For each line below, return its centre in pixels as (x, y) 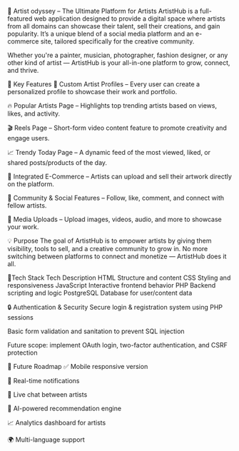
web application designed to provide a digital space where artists (130, 19)
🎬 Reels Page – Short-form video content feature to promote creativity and (117, 128)
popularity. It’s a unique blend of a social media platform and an (101, 34)
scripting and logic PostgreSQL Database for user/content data (100, 293)
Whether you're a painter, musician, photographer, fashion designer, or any (118, 55)
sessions (20, 317)
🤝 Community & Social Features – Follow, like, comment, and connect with (116, 198)
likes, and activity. (34, 113)
